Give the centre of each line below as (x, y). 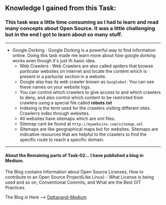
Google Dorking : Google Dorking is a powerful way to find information (84, 50)
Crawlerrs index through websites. (55, 113)
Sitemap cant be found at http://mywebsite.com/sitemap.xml (81, 124)
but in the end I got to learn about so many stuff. (64, 35)
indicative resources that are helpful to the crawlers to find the (83, 134)
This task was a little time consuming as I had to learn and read (82, 22)
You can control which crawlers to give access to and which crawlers (90, 92)
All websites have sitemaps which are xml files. (67, 118)
